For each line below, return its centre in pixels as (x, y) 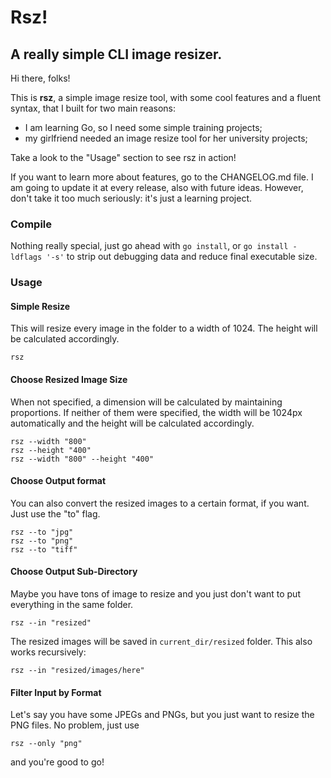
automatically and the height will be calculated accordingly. (132, 423)
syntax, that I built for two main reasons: (93, 108)
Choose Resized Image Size (69, 380)
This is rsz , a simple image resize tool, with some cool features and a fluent (166, 97)
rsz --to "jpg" (42, 532)
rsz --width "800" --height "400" (82, 459)
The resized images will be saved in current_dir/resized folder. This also (161, 642)
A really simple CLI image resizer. (116, 54)
